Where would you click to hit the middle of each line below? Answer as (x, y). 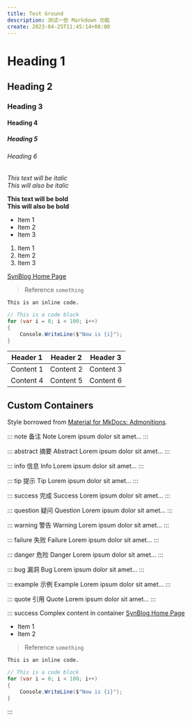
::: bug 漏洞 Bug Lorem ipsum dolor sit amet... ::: (76, 570)
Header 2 (66, 358)
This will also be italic (38, 186)
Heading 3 (25, 106)
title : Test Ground (35, 14)
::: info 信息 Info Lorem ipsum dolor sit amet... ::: (75, 466)
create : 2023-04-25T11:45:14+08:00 (59, 26)
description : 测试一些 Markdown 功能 (59, 20)
